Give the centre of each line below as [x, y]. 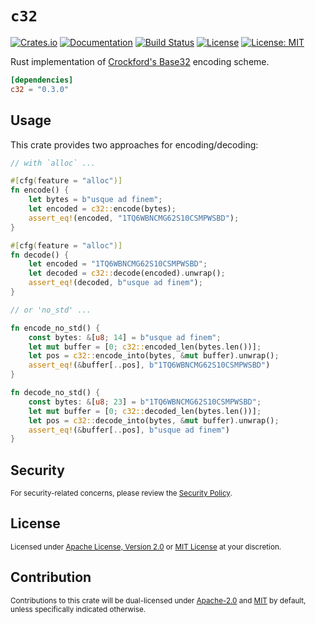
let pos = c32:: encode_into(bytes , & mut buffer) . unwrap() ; [154, 356]
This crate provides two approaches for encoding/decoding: [134, 144]
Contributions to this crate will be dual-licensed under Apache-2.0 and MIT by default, [158, 600]
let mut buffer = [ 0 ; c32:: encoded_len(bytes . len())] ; [145, 347]
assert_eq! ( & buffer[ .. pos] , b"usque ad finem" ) [129, 430]
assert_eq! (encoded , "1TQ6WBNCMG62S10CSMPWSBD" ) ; [134, 218]
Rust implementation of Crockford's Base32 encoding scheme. [140, 61]
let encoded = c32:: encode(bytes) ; [102, 209]
